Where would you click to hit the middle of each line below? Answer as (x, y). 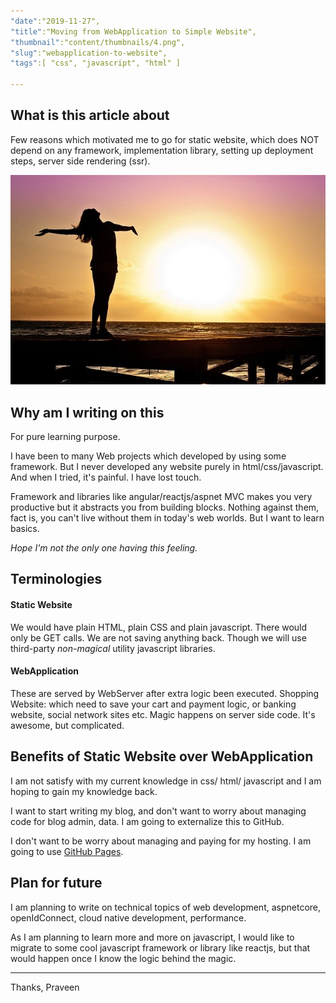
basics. (25, 529)
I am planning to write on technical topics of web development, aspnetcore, (166, 907)
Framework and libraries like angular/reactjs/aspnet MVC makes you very (161, 497)
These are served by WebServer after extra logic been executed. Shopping (165, 693)
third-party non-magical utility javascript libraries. (113, 648)
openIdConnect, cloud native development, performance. (128, 917)
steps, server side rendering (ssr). (80, 161)
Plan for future (56, 883)
